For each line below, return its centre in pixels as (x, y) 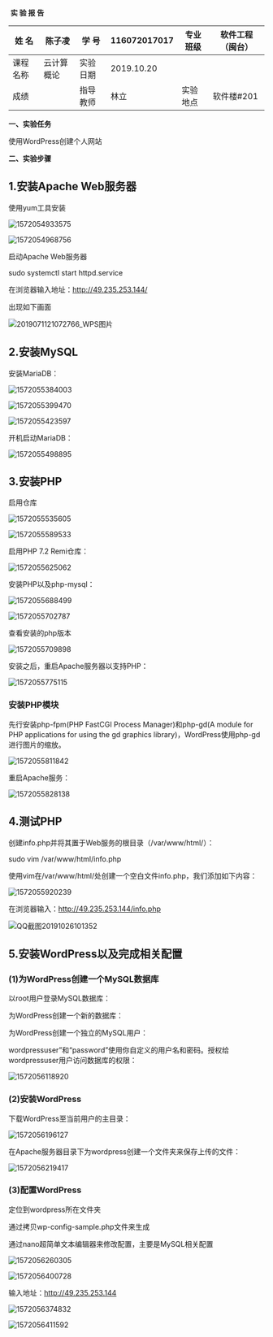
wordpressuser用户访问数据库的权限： (73, 1061)
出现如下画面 (30, 306)
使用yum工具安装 (37, 207)
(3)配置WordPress (45, 1190)
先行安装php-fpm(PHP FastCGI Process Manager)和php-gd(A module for (131, 724)
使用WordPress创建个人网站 (56, 141)
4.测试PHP (35, 821)
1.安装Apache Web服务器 (72, 187)
